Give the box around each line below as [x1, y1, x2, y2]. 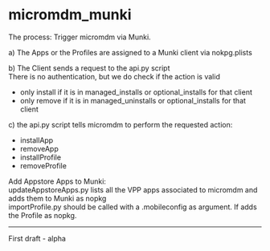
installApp [19, 135, 54, 145]
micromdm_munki [8, 6, 132, 24]
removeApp [19, 144, 59, 153]
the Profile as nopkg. [8, 210, 77, 220]
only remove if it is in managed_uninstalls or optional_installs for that [19, 95, 247, 105]
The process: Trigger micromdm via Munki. [8, 32, 151, 42]
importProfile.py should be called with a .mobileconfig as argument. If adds [8, 202, 257, 212]
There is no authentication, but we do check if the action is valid [8, 71, 221, 81]
